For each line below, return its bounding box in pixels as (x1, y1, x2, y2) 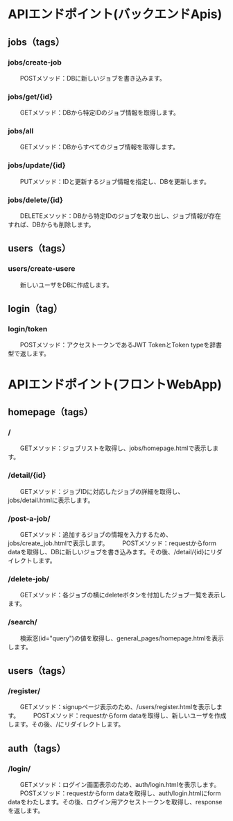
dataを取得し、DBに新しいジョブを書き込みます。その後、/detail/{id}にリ (8, 547, 217, 556)
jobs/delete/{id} (8, 195, 63, 205)
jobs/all (8, 126, 34, 136)
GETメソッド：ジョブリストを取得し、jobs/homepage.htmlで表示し (19, 444, 213, 452)
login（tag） (8, 303, 63, 315)
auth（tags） (8, 743, 67, 754)
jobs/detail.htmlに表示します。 (8, 496, 94, 504)
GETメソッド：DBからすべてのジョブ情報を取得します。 (19, 143, 179, 151)
